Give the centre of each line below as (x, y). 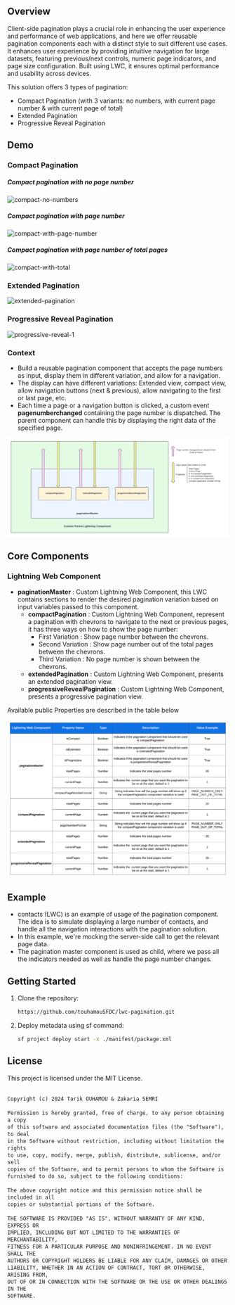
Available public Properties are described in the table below (93, 710)
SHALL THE (22, 1254)
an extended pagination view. (70, 681)
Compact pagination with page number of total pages (88, 250)
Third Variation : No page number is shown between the (119, 659)
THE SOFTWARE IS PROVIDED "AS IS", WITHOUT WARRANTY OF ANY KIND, (106, 1218)
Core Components (48, 556)
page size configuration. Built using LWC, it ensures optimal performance (113, 65)
